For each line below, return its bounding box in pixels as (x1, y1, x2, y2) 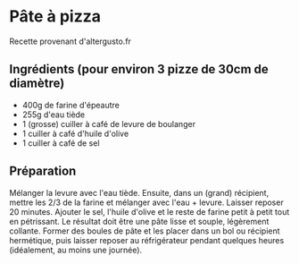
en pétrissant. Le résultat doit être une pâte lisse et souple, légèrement (9, 216, 270, 226)
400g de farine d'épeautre (21, 99, 120, 110)
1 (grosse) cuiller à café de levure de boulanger (21, 118, 196, 129)
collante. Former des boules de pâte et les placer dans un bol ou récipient (9, 226, 280, 236)
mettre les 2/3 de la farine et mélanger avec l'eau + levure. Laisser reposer (9, 197, 284, 208)
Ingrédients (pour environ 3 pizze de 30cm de (9, 62, 270, 77)
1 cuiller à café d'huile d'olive (21, 128, 129, 139)
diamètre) (9, 76, 65, 91)
